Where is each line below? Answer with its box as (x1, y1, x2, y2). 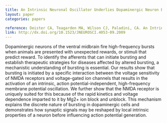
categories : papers (5, 16, 46, 21)
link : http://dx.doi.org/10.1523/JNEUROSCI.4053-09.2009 (5, 30, 126, 35)
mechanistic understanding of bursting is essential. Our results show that (5, 65, 155, 71)
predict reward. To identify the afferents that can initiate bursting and (5, 54, 147, 60)
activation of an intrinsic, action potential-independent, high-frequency (5, 80, 151, 87)
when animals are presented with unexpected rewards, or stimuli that (5, 49, 147, 55)
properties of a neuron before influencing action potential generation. (5, 112, 147, 118)
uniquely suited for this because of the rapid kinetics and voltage (5, 91, 138, 97)
